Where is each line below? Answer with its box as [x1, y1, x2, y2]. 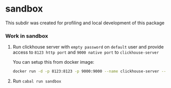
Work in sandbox [5, 32, 48, 39]
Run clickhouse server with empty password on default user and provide [12, 44, 164, 50]
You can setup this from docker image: [12, 59, 94, 65]
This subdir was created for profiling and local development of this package [5, 20, 165, 26]
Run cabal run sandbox [12, 78, 61, 84]
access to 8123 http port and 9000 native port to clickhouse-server [12, 49, 159, 56]
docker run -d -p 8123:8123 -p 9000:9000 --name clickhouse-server [12, 69, 160, 74]
